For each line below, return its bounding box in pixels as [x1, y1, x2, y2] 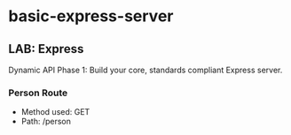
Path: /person [20, 116, 72, 127]
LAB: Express [8, 41, 84, 56]
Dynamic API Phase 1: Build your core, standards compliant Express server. [8, 64, 283, 75]
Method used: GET [20, 107, 90, 117]
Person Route [8, 86, 68, 99]
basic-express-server [8, 6, 174, 26]
